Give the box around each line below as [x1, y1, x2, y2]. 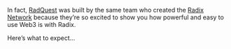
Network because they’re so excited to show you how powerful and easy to [7, 13, 225, 21]
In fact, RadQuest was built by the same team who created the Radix [7, 6, 204, 14]
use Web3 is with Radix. [7, 21, 76, 28]
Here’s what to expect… [7, 34, 75, 42]
